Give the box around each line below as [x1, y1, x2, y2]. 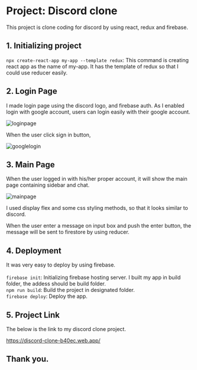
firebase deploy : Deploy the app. [6, 293, 88, 300]
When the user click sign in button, [6, 131, 91, 138]
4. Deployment [6, 245, 62, 255]
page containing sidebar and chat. [6, 181, 90, 189]
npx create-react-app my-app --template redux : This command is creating [6, 56, 189, 63]
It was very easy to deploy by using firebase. [6, 261, 115, 268]
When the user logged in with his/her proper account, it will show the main [6, 176, 188, 183]
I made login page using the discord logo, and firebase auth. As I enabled [6, 102, 185, 109]
